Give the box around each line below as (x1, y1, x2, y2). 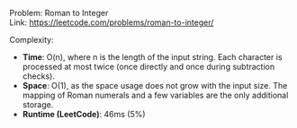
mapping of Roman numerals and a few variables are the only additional (22, 90, 289, 100)
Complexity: (9, 35, 54, 45)
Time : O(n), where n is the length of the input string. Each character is (22, 52, 283, 62)
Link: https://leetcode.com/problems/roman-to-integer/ (9, 17, 214, 28)
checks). (22, 71, 56, 81)
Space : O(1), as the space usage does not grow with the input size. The (22, 81, 288, 90)
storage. (22, 99, 54, 110)
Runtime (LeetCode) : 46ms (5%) (22, 109, 146, 119)
